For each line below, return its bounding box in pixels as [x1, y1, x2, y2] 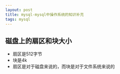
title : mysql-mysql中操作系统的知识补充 [5, 12, 84, 17]
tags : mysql [5, 17, 30, 22]
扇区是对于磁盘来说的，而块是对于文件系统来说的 [12, 63, 115, 69]
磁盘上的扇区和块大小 [5, 36, 72, 45]
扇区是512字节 [12, 51, 43, 57]
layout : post [5, 7, 33, 13]
